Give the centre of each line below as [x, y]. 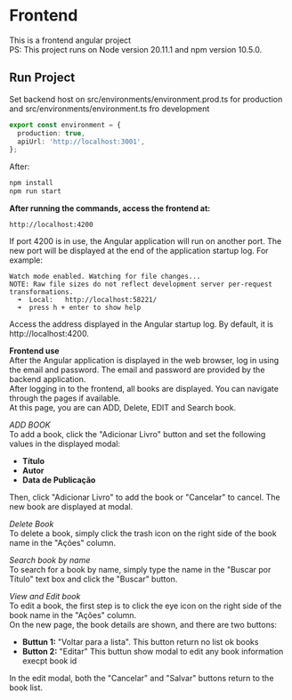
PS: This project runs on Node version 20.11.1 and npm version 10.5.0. [136, 49]
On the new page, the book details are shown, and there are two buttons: [143, 625]
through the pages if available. [65, 398]
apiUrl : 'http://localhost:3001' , [81, 142]
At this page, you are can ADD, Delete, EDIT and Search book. [123, 407]
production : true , [52, 133]
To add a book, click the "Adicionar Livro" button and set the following [138, 434]
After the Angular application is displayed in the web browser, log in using [144, 360]
